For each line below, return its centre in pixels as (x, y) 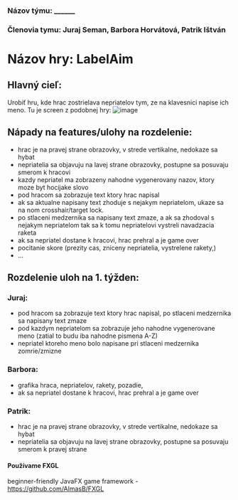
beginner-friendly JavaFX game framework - (73, 482)
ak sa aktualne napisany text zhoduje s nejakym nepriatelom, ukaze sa (120, 202)
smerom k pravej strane (52, 449)
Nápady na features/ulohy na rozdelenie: (100, 133)
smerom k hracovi (44, 172)
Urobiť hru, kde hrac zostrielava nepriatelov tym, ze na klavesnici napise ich (118, 102)
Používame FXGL (33, 465)
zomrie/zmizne (39, 351)
